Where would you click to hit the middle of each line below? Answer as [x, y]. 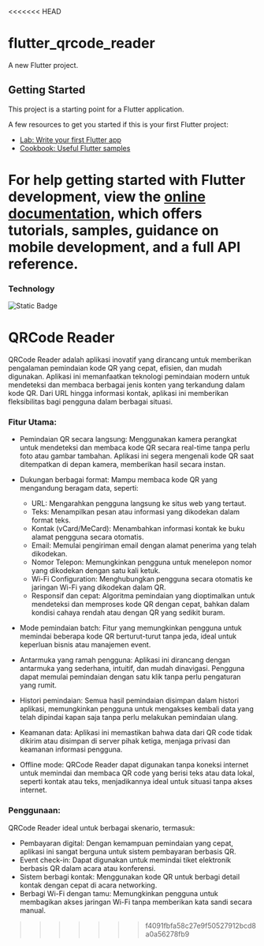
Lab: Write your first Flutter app [71, 139]
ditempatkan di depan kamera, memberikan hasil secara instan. [123, 465]
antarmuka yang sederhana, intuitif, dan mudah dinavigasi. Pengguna [132, 669]
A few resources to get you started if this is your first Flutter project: [118, 124]
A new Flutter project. [43, 65]
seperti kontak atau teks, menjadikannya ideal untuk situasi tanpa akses [136, 782]
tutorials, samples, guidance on [113, 230]
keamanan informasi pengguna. [71, 749]
